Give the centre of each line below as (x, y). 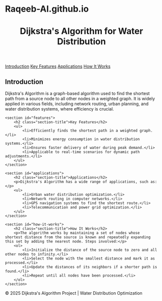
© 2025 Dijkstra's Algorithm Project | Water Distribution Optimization (74, 293)
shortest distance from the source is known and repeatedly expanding (78, 237)
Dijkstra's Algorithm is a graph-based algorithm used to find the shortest (77, 94)
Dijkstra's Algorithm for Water (81, 31)
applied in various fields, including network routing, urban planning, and (77, 104)
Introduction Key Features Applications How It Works (58, 66)
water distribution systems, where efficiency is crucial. (59, 109)
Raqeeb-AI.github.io (47, 9)
